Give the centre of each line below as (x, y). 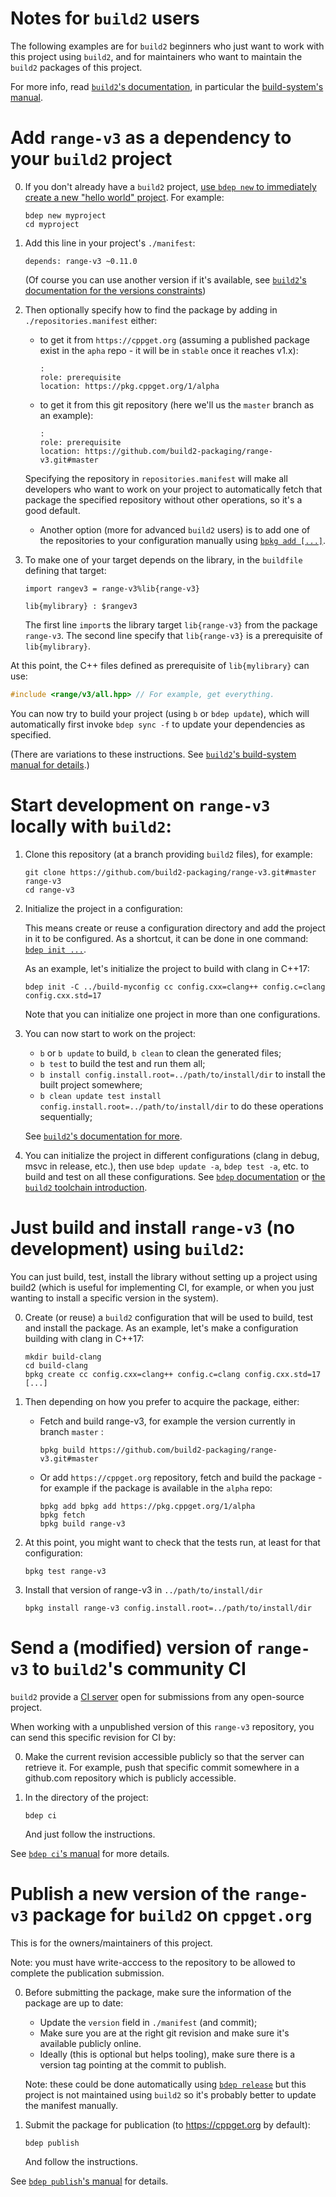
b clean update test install (100, 1096)
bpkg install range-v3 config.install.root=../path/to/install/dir (168, 1608)
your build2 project (91, 159)
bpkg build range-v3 (82, 1523)
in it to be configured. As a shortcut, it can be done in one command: (166, 938)
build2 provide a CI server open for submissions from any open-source (157, 1696)
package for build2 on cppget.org (172, 1914)
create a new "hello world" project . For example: (124, 197)
